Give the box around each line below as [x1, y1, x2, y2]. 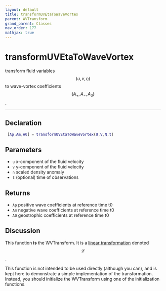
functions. [5, 281, 26, 287]
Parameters [5, 145, 42, 154]
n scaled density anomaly [12, 169, 64, 175]
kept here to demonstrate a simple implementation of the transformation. [5, 270, 153, 277]
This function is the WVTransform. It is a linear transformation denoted [5, 240, 149, 246]
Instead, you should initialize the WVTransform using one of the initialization [5, 276, 160, 282]
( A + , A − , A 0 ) [71, 91, 95, 98]
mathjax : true [5, 30, 35, 35]
